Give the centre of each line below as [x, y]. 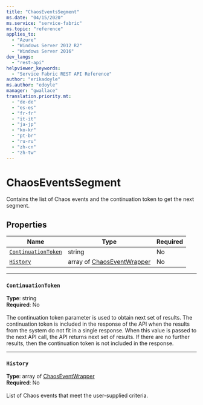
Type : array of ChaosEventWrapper [50, 376]
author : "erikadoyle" [34, 79]
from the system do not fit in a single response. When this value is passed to [101, 330]
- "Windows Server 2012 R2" [47, 46]
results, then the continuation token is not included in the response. [90, 343]
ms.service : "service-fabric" [44, 23]
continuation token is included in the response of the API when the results [98, 324]
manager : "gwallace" [32, 91]
